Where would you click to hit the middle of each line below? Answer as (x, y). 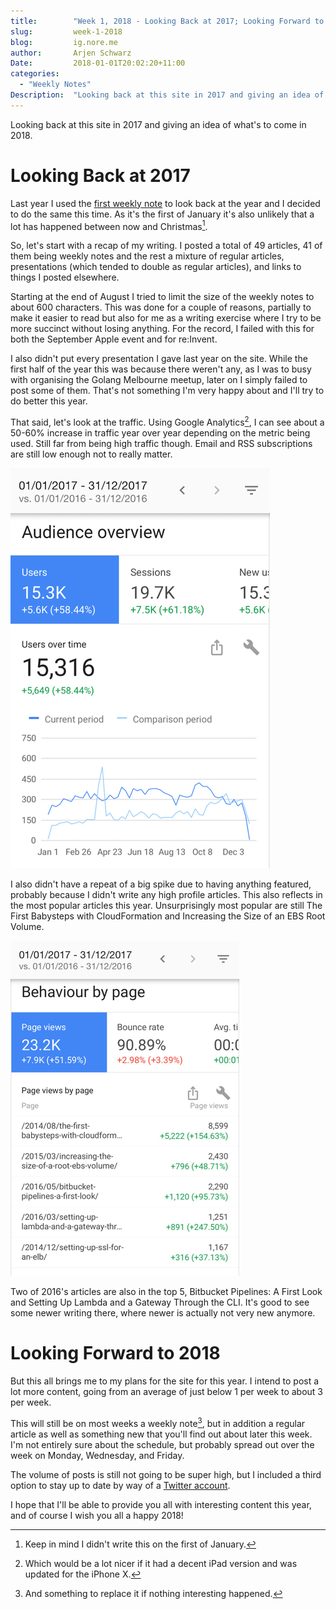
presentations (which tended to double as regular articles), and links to (156, 267)
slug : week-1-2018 (66, 31)
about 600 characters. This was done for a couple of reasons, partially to (161, 307)
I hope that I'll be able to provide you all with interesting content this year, (161, 1504)
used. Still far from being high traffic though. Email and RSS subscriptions (161, 443)
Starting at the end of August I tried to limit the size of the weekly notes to (162, 297)
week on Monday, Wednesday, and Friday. (97, 1455)
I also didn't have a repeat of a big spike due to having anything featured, (161, 884)
